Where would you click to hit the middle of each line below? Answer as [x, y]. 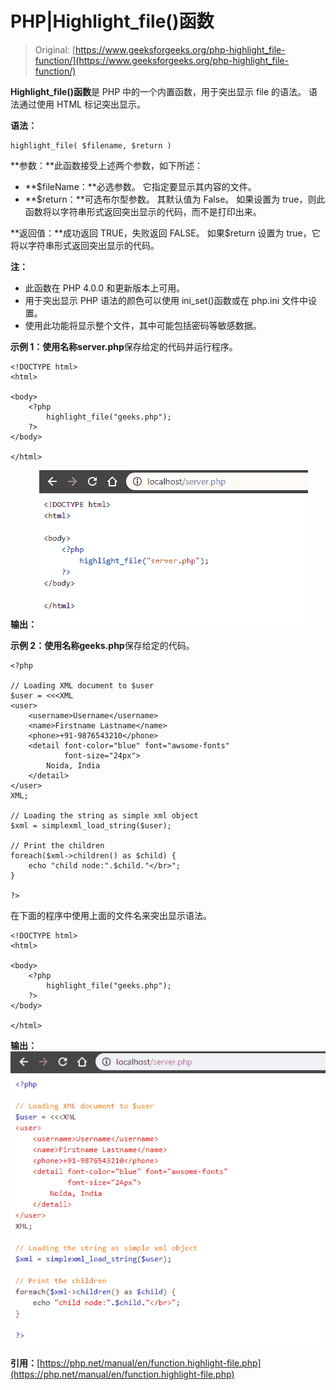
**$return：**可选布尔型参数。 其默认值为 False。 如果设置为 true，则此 [175, 199]
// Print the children [57, 845]
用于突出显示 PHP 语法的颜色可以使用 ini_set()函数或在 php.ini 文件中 [166, 300]
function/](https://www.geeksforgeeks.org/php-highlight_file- [162, 60]
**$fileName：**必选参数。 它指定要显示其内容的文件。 [140, 186]
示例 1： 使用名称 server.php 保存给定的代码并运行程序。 [124, 346]
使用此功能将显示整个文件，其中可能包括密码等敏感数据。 [143, 325]
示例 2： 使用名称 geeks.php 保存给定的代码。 [102, 645]
